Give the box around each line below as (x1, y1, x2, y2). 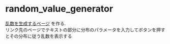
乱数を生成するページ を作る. (5, 20, 66, 26)
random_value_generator (5, 3, 114, 15)
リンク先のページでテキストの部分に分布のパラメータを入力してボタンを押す (5, 26, 165, 33)
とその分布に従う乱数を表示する (5, 33, 72, 39)
